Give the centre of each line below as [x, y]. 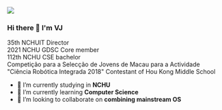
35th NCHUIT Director [38, 43]
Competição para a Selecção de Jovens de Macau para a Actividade [103, 64]
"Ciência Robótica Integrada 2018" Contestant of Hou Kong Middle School [111, 72]
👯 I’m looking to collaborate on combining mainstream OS [99, 100]
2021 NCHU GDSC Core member [53, 50]
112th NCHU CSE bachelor [44, 57]
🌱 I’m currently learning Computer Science [78, 92]
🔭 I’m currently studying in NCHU [64, 85]
